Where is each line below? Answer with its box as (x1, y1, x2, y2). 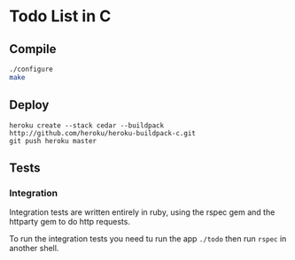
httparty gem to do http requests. (9, 217, 131, 227)
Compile (9, 42, 57, 57)
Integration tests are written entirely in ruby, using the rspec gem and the (9, 207, 276, 218)
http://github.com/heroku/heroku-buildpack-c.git (9, 128, 197, 138)
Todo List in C (9, 6, 112, 27)
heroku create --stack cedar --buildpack (9, 121, 165, 130)
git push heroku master (9, 136, 97, 145)
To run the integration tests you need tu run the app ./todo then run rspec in (9, 233, 287, 244)
